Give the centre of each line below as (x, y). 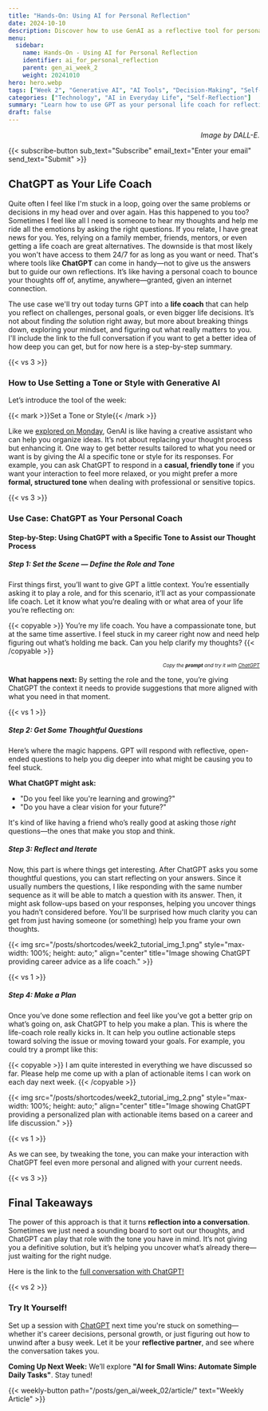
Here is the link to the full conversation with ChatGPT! (97, 1272)
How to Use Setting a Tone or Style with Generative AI (114, 382)
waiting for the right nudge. (67, 1256)
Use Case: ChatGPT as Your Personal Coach (96, 518)
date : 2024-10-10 (37, 23)
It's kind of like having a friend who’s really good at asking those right (122, 822)
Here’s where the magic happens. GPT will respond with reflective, (118, 750)
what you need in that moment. (59, 696)
